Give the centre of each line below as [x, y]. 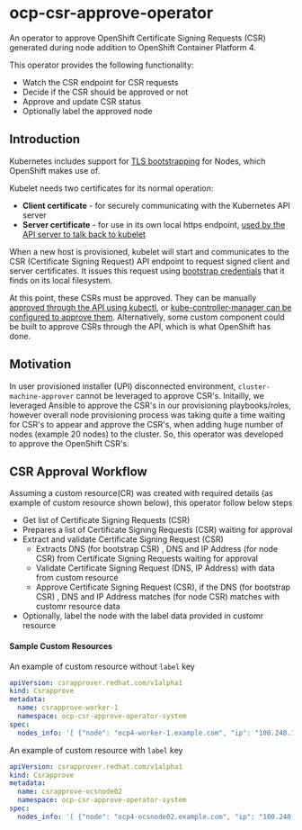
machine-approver [42, 396]
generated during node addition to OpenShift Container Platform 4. [133, 47]
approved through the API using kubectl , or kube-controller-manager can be [151, 307]
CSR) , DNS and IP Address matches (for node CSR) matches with [158, 597]
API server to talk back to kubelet [84, 234]
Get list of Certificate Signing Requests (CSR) [106, 520]
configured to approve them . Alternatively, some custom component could [147, 317]
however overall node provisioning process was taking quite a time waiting [147, 415]
